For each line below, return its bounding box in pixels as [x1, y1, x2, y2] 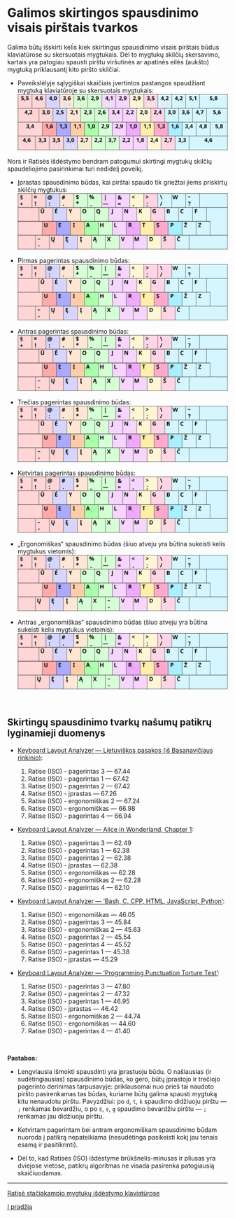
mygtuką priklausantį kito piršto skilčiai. [7, 65, 121, 73]
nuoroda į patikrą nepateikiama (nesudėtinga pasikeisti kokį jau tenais [17, 1133, 218, 1141]
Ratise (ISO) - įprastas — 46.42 [27, 1004, 118, 1012]
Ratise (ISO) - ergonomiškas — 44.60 [27, 1019, 136, 1028]
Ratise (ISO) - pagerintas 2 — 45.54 [27, 933, 131, 941]
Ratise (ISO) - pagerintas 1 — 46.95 [27, 997, 130, 1005]
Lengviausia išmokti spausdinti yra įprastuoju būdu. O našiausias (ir [17, 1067, 212, 1075]
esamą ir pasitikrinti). [17, 1140, 78, 1149]
